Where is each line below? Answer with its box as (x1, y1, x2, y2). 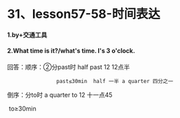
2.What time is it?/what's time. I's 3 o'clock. (7, 47, 135, 55)
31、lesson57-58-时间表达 (7, 6, 160, 22)
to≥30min (8, 104, 36, 113)
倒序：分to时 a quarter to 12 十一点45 (7, 91, 113, 99)
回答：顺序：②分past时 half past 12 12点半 (7, 62, 131, 71)
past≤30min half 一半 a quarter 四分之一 (56, 78, 174, 84)
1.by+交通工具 (7, 30, 47, 38)
